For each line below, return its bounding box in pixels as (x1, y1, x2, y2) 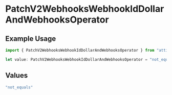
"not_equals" (5, 85, 33, 90)
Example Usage (5, 34, 56, 43)
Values (5, 71, 28, 80)
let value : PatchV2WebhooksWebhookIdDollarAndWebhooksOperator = (5, 57, 147, 62)
